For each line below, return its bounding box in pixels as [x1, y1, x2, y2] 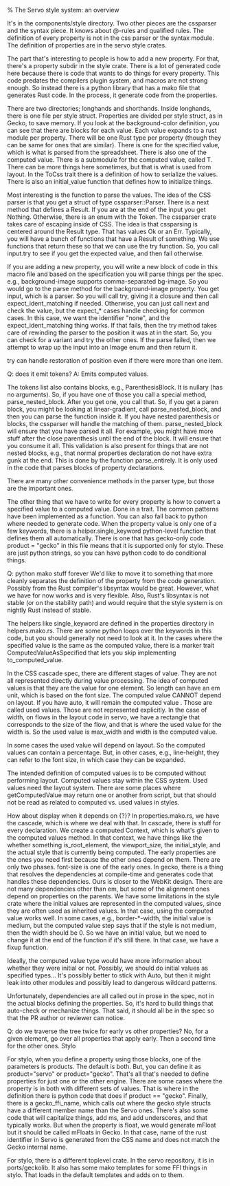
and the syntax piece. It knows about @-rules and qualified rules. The [7, 27, 205, 34]
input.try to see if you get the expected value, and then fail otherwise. [7, 249, 204, 257]
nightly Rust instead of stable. [7, 606, 91, 614]
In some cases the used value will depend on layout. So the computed [7, 741, 205, 749]
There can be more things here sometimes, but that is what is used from [7, 163, 211, 171]
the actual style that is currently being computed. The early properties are [7, 848, 216, 856]
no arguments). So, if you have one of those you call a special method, [7, 390, 207, 399]
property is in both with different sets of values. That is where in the [7, 1084, 199, 1092]
